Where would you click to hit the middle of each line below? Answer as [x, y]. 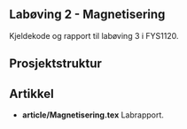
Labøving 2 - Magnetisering [87, 15]
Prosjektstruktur [55, 64]
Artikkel [32, 93]
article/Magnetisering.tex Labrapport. [93, 115]
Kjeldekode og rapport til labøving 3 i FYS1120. [94, 35]
